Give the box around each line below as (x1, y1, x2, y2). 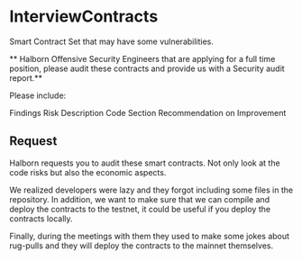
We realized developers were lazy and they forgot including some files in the (9, 184, 294, 195)
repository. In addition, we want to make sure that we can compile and (9, 193, 270, 204)
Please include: (9, 90, 67, 101)
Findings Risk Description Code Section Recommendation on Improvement (9, 107, 287, 118)
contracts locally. (9, 213, 74, 224)
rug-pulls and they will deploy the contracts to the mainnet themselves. (9, 240, 273, 251)
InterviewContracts (9, 6, 159, 27)
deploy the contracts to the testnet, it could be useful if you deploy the (9, 203, 271, 214)
